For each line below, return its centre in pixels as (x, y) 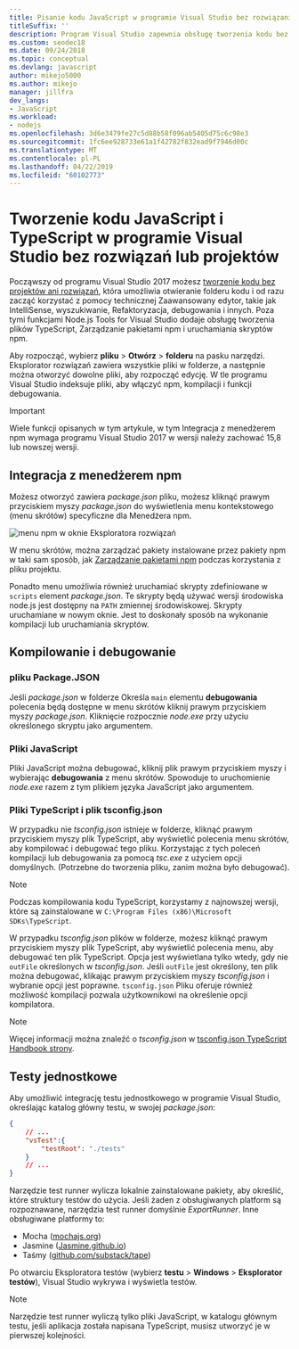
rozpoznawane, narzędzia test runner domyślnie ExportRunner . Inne (134, 1210)
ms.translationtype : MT (53, 150)
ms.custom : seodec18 (48, 42)
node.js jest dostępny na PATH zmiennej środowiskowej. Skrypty (126, 605)
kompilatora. (32, 1005)
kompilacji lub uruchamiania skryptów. (79, 624)
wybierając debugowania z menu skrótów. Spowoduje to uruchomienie (140, 777)
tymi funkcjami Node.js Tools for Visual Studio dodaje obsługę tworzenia (142, 320)
